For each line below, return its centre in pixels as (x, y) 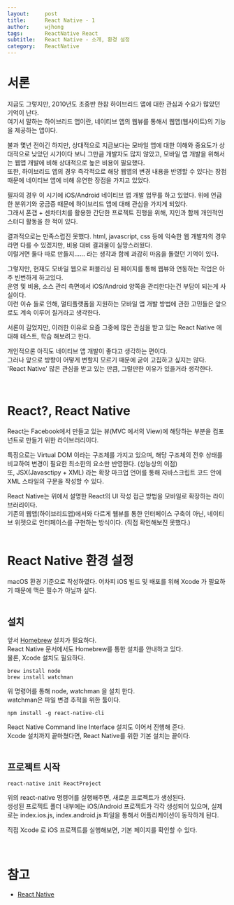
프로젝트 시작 (34, 767)
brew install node (34, 671)
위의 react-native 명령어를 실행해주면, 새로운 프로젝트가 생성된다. (96, 798)
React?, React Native (69, 411)
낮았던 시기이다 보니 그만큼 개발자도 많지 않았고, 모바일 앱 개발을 (119, 154)
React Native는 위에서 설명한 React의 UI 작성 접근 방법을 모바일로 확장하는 (109, 496)
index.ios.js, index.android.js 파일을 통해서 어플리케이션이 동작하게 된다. (119, 815)
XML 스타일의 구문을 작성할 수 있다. (56, 481)
